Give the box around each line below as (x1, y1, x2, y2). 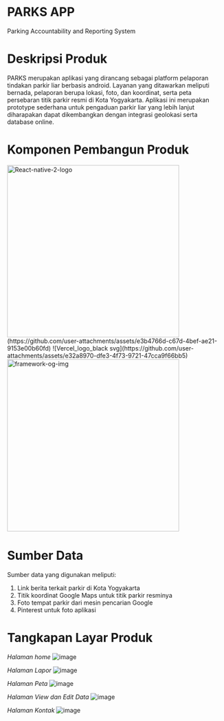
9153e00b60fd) (7, 344, 52, 352)
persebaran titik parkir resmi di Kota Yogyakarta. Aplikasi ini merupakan (7, 96, 210, 104)
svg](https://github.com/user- (109, 344, 194, 352)
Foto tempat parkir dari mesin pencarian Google (16, 598, 153, 607)
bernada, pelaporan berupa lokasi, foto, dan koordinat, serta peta (7, 88, 192, 96)
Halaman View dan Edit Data (7, 693, 89, 701)
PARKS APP (7, 4, 76, 20)
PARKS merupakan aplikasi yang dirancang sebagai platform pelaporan (7, 74, 209, 82)
